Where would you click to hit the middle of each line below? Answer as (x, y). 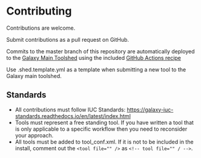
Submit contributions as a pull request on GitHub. (68, 39)
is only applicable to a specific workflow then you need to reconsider (101, 129)
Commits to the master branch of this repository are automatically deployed (100, 51)
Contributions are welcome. (41, 28)
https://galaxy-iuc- (150, 110)
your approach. (34, 135)
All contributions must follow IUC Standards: (70, 110)
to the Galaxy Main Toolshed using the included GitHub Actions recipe (94, 58)
